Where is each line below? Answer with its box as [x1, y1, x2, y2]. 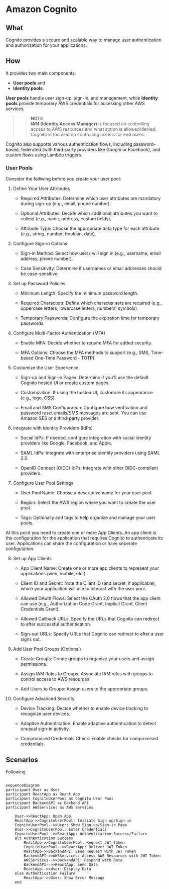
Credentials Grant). [20, 606, 60, 612]
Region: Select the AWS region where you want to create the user [20, 499, 156, 506]
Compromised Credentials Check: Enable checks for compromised [20, 736, 158, 742]
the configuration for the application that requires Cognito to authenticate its [6, 535, 163, 541]
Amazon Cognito [6, 4, 77, 15]
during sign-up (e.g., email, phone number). [20, 201, 111, 207]
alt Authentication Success [15, 836, 73, 841]
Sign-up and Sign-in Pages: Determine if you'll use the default [20, 375, 149, 381]
